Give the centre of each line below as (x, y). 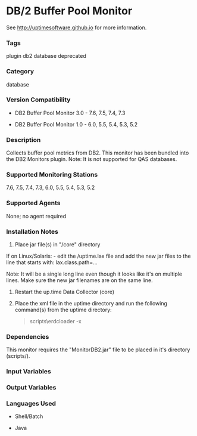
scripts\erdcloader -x (55, 321)
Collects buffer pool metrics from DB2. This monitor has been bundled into (98, 153)
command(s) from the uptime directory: (63, 310)
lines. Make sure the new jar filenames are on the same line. (79, 280)
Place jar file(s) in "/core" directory (57, 245)
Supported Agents (33, 203)
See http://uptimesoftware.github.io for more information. (76, 27)
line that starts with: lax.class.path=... (52, 262)
